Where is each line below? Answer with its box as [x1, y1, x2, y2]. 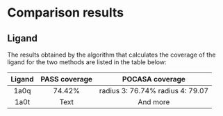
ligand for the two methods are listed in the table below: [7, 58, 167, 66]
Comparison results [7, 5, 124, 21]
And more [138, 97, 170, 106]
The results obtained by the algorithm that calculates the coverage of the [7, 50, 216, 59]
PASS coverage [40, 75, 92, 84]
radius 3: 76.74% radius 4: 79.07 [99, 86, 209, 95]
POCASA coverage [122, 75, 186, 84]
